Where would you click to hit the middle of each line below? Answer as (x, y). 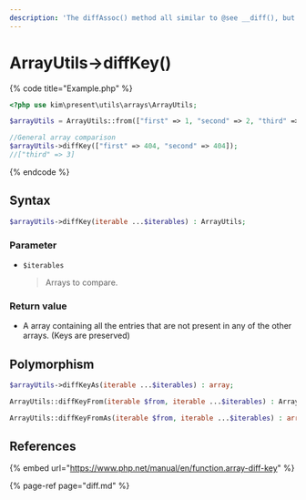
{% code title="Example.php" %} (71, 88)
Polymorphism (52, 364)
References (43, 447)
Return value (38, 306)
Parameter (33, 245)
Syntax (30, 201)
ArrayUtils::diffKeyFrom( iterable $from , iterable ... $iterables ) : (142, 402)
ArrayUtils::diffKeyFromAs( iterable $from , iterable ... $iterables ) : (146, 418)
